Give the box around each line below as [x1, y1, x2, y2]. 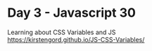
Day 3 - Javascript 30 [7, 5, 136, 21]
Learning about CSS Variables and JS [7, 28, 116, 36]
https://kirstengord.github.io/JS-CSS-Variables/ [7, 35, 145, 43]
